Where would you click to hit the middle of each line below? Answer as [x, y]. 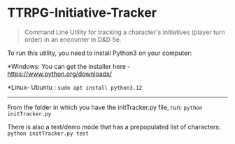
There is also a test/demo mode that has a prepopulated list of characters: [114, 127]
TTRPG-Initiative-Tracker [82, 13]
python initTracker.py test [48, 134]
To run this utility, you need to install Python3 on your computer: [100, 53]
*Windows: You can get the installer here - [69, 66]
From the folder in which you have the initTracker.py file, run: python [105, 107]
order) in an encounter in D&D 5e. [73, 39]
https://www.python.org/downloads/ [60, 74]
